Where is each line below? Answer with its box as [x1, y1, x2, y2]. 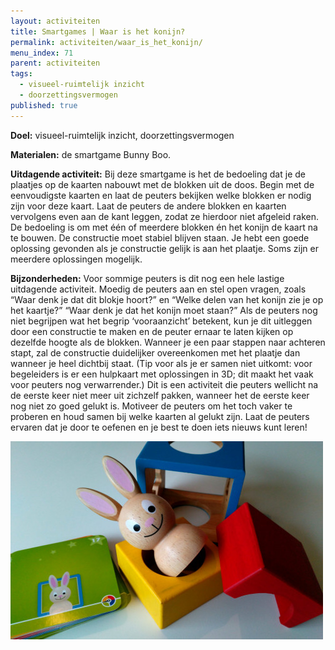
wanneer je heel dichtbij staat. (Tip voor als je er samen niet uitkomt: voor [10, 357, 313, 369]
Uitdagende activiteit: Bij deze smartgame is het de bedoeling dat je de [10, 168, 306, 180]
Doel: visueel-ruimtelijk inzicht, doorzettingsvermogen [10, 129, 235, 141]
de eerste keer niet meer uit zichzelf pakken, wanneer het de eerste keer [10, 389, 310, 401]
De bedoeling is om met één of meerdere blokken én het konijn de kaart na [10, 221, 318, 233]
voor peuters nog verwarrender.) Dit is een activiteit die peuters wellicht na [10, 378, 319, 390]
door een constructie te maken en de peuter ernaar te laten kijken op [10, 325, 294, 337]
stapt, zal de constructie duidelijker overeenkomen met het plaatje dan [10, 346, 301, 359]
